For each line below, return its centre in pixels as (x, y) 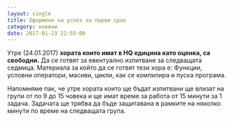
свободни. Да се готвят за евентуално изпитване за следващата (105, 61)
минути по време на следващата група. (67, 111)
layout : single (29, 14)
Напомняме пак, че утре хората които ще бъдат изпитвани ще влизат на (116, 89)
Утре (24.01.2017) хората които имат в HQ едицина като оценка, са (109, 53)
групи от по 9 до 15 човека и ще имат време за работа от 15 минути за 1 (114, 96)
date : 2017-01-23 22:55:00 (46, 33)
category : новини (32, 26)
